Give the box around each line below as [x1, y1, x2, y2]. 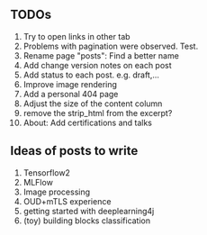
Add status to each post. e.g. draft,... [22, 69, 160, 80]
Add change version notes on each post [22, 59, 172, 70]
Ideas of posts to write [10, 143, 139, 158]
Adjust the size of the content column [22, 98, 163, 109]
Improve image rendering [22, 78, 118, 89]
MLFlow [22, 176, 53, 187]
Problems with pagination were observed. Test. [22, 41, 199, 51]
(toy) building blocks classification [22, 215, 151, 226]
